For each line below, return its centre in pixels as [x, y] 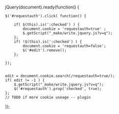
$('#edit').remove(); [45, 50]
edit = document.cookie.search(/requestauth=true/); [60, 76]
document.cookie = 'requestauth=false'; [64, 46]
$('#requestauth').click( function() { [46, 16]
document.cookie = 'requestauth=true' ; [64, 29]
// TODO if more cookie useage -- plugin [48, 97]
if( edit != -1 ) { [25, 80]
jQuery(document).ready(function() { [42, 7]
